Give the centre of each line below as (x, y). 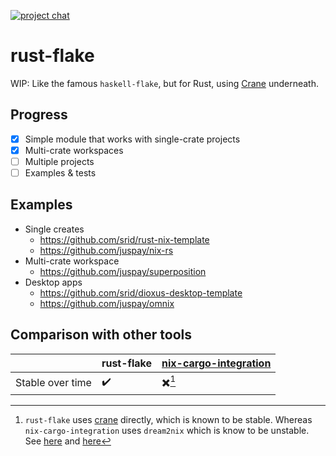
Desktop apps (53, 282)
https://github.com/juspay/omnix (107, 303)
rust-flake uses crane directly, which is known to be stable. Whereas (168, 419)
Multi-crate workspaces (74, 150)
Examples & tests (60, 172)
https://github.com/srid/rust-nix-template (124, 239)
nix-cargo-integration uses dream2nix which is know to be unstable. (167, 430)
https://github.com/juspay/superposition (123, 271)
